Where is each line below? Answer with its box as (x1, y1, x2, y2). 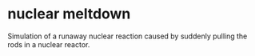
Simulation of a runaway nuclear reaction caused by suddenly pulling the (7, 31, 248, 41)
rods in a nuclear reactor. (7, 39, 90, 49)
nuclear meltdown (7, 5, 131, 23)
